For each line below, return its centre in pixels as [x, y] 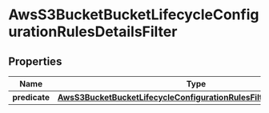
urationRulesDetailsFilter [93, 32]
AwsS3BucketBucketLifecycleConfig [134, 15]
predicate [31, 97]
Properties [35, 61]
